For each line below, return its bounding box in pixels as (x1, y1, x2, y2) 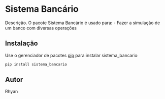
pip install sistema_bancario (5, 62, 67, 67)
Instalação (5, 39, 38, 48)
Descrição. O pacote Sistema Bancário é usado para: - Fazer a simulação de (5, 20, 160, 26)
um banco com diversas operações (5, 25, 77, 31)
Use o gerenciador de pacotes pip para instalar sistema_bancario (5, 52, 138, 58)
